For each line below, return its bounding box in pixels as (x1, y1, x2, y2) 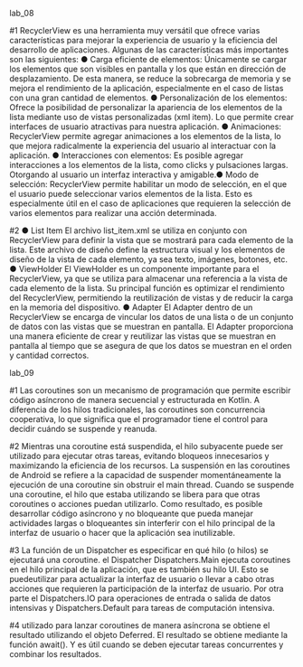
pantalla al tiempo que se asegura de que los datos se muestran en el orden (9, 341, 292, 351)
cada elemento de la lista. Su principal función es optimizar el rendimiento (9, 283, 285, 293)
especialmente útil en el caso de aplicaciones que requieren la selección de (9, 198, 291, 209)
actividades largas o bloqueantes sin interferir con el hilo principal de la (9, 518, 276, 528)
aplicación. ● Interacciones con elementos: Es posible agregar (9, 150, 244, 161)
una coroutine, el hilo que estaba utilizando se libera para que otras (9, 489, 260, 500)
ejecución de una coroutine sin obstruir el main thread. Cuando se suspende (9, 479, 295, 490)
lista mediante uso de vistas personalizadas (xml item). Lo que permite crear (9, 112, 294, 122)
